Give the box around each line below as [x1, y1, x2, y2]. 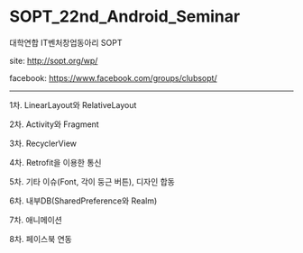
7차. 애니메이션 [9, 214, 63, 225]
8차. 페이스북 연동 [9, 233, 72, 244]
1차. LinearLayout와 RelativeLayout [9, 99, 137, 110]
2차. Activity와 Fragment [9, 119, 99, 130]
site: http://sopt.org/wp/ [9, 55, 98, 66]
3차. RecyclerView [9, 138, 78, 149]
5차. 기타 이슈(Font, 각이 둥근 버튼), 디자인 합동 [9, 176, 176, 186]
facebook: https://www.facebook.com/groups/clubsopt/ [9, 72, 218, 83]
